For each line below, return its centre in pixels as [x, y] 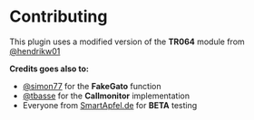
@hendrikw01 [35, 51]
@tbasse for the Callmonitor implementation [106, 96]
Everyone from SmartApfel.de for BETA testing [110, 105]
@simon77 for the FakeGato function [92, 86]
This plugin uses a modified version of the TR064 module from [127, 42]
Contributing [59, 17]
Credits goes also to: [49, 69]
